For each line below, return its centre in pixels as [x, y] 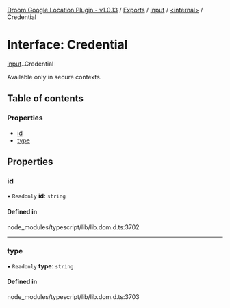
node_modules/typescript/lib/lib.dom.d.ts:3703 [73, 297]
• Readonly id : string [37, 196]
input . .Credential [30, 64]
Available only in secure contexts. [54, 77]
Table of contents [45, 99]
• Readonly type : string [40, 266]
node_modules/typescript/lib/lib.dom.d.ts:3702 [73, 227]
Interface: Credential [67, 45]
